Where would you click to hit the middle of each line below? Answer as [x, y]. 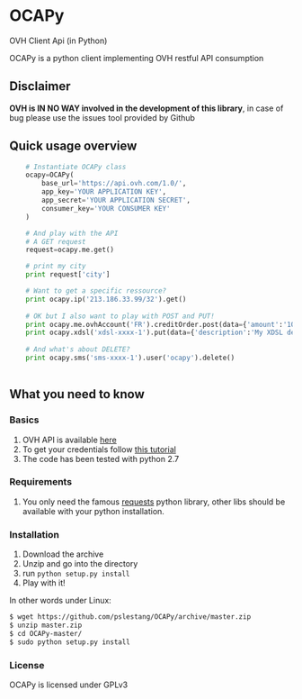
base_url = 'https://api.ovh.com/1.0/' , [114, 184]
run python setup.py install [76, 574]
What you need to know [77, 394]
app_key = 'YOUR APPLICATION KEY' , [104, 192]
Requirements [41, 482]
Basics [24, 420]
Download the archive [63, 554]
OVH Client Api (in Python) [58, 41]
